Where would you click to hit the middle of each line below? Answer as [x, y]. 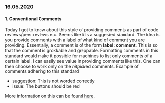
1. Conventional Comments [33, 19]
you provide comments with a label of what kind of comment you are [75, 40]
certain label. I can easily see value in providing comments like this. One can [83, 61]
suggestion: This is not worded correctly [53, 81]
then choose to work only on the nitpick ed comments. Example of [72, 66]
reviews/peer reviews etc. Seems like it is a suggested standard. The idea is [82, 35]
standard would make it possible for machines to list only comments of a [79, 56]
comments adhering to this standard [42, 71]
